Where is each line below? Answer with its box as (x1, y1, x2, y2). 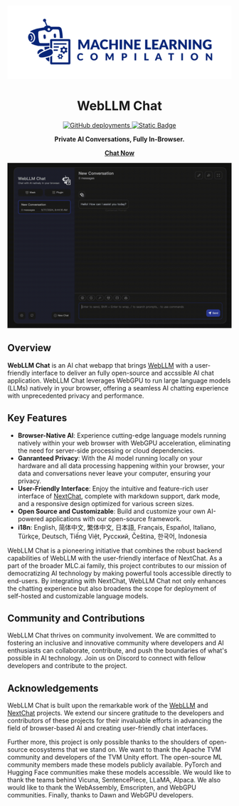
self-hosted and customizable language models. (7, 591, 149, 600)
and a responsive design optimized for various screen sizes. (17, 499, 194, 508)
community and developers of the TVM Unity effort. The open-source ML (7, 753, 223, 762)
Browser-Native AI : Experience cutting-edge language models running (17, 430, 226, 440)
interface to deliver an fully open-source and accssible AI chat (31, 368, 215, 377)
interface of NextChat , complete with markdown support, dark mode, (17, 491, 221, 500)
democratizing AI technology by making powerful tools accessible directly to (7, 569, 232, 578)
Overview (7, 342, 52, 354)
